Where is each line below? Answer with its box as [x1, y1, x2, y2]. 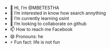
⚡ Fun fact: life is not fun [9, 39, 60, 45]
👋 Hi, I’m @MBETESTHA [9, 5, 60, 10]
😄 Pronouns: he [9, 33, 43, 39]
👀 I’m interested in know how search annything [9, 10, 106, 16]
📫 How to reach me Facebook [9, 26, 73, 32]
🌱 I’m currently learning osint [9, 15, 69, 21]
